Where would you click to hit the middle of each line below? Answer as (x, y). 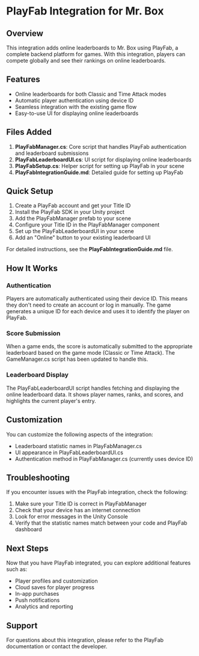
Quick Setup (30, 191)
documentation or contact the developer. (57, 646)
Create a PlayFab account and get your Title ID (73, 205)
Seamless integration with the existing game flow (76, 107)
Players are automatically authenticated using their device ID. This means (97, 299)
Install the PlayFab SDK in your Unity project (70, 212)
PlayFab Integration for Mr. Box (85, 11)
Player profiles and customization (56, 581)
